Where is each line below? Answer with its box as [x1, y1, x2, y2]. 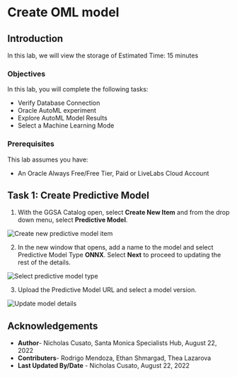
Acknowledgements [7, 320, 98, 332]
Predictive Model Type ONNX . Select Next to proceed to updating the [17, 251, 221, 259]
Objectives [7, 69, 46, 79]
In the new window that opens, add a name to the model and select [17, 243, 214, 252]
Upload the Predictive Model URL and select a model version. [17, 286, 197, 294]
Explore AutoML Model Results [17, 114, 108, 123]
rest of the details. [17, 258, 71, 266]
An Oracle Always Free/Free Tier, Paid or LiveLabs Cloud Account [17, 169, 209, 177]
